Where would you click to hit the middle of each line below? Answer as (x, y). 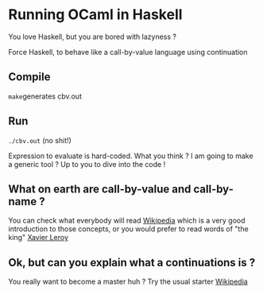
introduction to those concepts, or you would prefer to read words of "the (128, 229)
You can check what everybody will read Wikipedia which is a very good (127, 221)
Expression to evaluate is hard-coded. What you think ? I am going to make (131, 156)
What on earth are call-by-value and (100, 189)
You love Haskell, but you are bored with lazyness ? (93, 37)
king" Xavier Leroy (39, 238)
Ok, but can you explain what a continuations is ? (132, 263)
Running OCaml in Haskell (95, 15)
